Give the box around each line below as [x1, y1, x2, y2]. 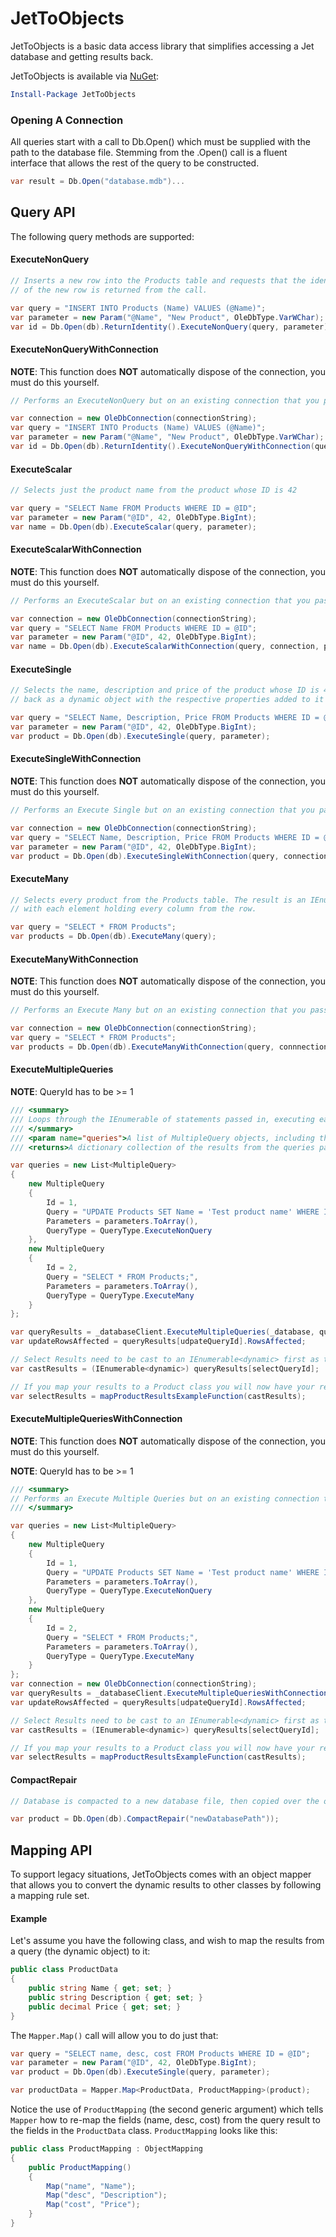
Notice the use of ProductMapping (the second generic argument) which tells [10, 2103, 324, 2116]
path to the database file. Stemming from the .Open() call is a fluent [10, 147, 288, 159]
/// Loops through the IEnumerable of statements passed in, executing [10, 1114, 315, 1124]
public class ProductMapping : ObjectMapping [10, 2144, 203, 2154]
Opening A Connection [10, 113, 124, 127]
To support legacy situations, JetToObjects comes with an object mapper [10, 1868, 312, 1881]
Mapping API [10, 1842, 93, 1859]
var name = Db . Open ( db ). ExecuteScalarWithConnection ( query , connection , [10, 642, 320, 652]
